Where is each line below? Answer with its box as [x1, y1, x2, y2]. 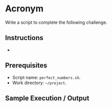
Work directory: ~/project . [12, 80, 67, 86]
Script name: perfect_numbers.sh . [12, 74, 81, 80]
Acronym [5, 3, 43, 14]
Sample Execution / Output [5, 94, 90, 102]
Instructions [5, 34, 43, 42]
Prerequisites [5, 61, 47, 70]
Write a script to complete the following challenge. [5, 19, 108, 25]
